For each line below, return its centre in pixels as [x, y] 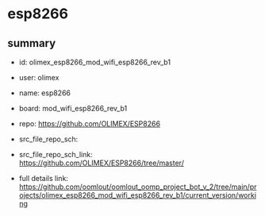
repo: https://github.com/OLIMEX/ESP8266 [89, 123]
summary [32, 43]
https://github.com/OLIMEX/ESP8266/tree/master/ [101, 163]
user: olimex [39, 77]
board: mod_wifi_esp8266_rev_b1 [73, 108]
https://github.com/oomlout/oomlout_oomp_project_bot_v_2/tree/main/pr [138, 187]
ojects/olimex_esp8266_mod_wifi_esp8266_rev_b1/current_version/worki [138, 195]
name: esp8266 [45, 93]
